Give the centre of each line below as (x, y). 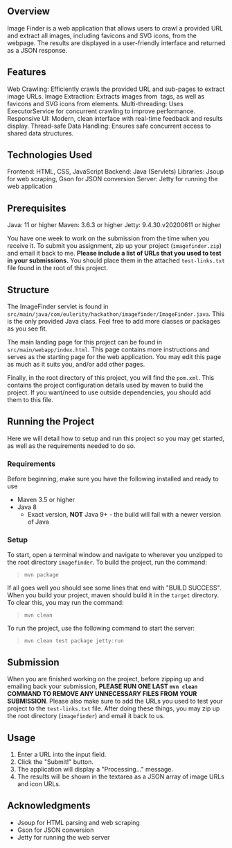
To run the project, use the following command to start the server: (101, 629)
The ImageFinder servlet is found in (58, 307)
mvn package (41, 575)
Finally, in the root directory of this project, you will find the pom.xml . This (111, 378)
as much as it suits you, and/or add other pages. (76, 365)
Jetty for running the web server (63, 837)
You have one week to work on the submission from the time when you (108, 238)
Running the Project (51, 422)
